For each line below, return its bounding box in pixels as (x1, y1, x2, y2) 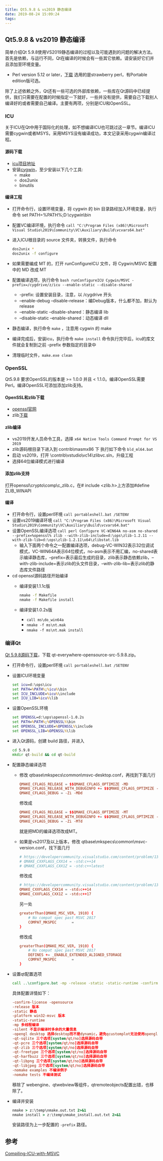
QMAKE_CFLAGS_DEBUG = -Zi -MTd (19, 819, 83, 824)
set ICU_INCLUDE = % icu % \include (12, 691, 76, 696)
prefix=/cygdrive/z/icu (12, 282, 61, 287)
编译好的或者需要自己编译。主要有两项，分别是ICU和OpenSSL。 (5, 100, 133, 106)
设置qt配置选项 (12, 971, 42, 977)
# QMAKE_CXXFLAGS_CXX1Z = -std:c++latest (19, 864, 104, 868)
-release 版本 (12, 1004, 40, 1009)
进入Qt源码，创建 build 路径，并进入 (12, 738, 85, 744)
